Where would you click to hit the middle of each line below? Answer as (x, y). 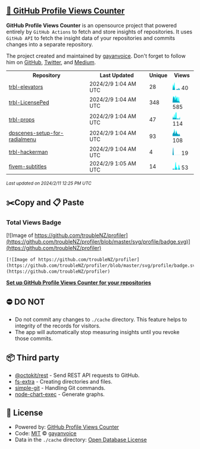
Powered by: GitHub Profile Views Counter (67, 427)
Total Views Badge (34, 222)
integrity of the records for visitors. (58, 326)
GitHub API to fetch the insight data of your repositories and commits (91, 38)
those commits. (34, 338)
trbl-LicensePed (29, 102)
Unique (158, 76)
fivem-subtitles (28, 167)
